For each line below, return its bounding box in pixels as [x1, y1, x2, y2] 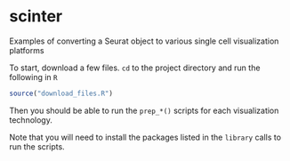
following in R [9, 71, 58, 82]
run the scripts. [9, 141, 65, 152]
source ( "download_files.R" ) [9, 89, 114, 98]
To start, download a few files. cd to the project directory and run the [9, 62, 261, 73]
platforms [9, 44, 44, 55]
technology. [9, 114, 53, 125]
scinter [9, 6, 63, 27]
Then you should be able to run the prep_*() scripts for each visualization [9, 105, 279, 116]
